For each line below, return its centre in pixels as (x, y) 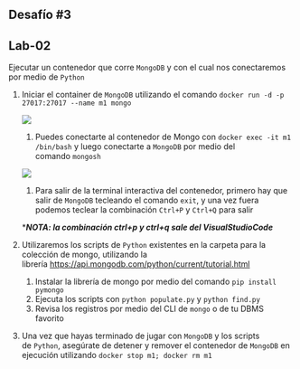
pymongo (49, 290)
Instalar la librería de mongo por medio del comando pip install (156, 282)
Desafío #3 (40, 15)
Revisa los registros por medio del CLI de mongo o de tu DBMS (149, 309)
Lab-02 (30, 46)
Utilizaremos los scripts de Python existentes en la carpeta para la (144, 245)
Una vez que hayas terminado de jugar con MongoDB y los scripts (141, 336)
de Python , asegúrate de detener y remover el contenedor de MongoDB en (155, 345)
